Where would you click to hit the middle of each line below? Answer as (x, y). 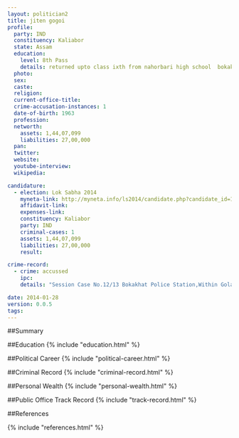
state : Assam (33, 47)
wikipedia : (30, 173)
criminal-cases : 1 (47, 232)
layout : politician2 (38, 14)
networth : (28, 126)
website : (27, 160)
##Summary (26, 331)
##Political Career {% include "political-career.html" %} (89, 359)
